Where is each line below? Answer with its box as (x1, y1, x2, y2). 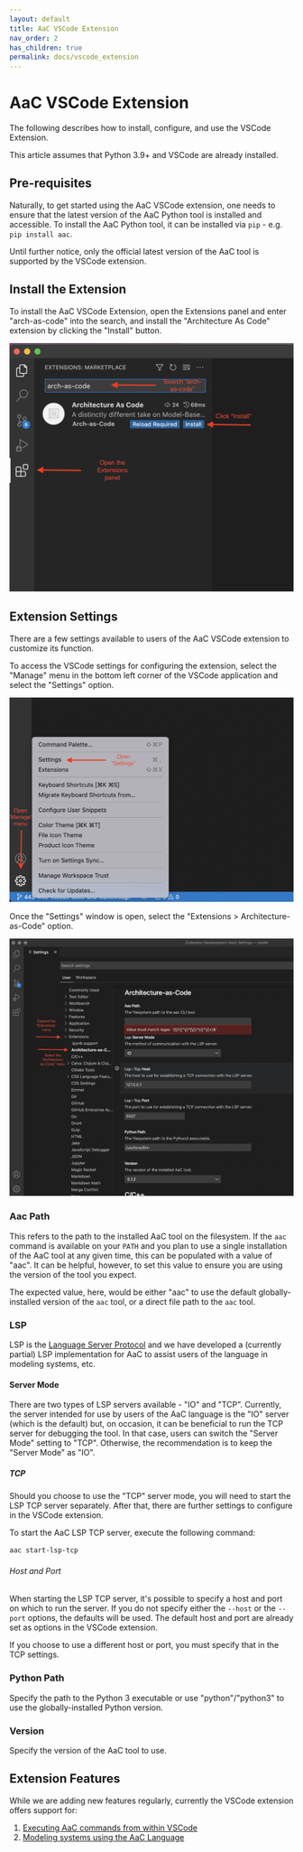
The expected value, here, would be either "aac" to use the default (9, 1287, 257, 1298)
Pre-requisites (9, 176, 92, 191)
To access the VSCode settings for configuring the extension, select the (9, 660, 277, 671)
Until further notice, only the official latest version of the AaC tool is (9, 246, 260, 256)
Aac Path (9, 1210, 50, 1223)
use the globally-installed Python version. (9, 1702, 164, 1713)
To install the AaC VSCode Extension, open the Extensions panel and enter (9, 305, 287, 316)
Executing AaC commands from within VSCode (22, 1822, 198, 1833)
